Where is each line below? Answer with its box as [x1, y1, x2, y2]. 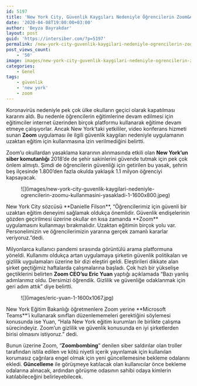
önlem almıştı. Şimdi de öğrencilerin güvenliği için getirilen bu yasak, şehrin [6, 161, 188, 168]
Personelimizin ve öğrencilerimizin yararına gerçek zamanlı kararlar [6, 228, 168, 235]
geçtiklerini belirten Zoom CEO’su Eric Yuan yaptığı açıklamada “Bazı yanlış [6, 270, 189, 277]
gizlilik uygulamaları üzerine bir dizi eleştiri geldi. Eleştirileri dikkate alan [6, 258, 179, 265]
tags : [6, 74, 19, 80]
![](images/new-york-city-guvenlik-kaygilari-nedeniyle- [21, 185, 155, 192]
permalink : [6, 42, 33, 48]
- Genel [16, 69, 35, 75]
